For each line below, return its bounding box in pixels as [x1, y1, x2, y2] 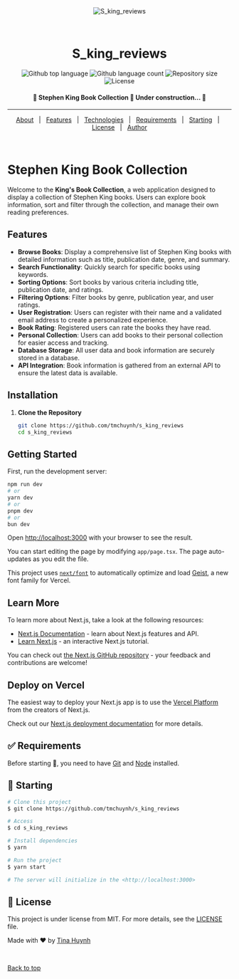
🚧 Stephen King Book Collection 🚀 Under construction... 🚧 [33, 93, 206, 102]
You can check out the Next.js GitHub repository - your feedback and [7, 651, 211, 659]
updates [7, 555, 32, 563]
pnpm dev [7, 507, 33, 515]
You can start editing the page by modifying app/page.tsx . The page [7, 548, 208, 556]
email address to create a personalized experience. [17, 315, 169, 324]
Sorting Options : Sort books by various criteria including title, [17, 278, 199, 286]
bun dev [7, 520, 31, 528]
